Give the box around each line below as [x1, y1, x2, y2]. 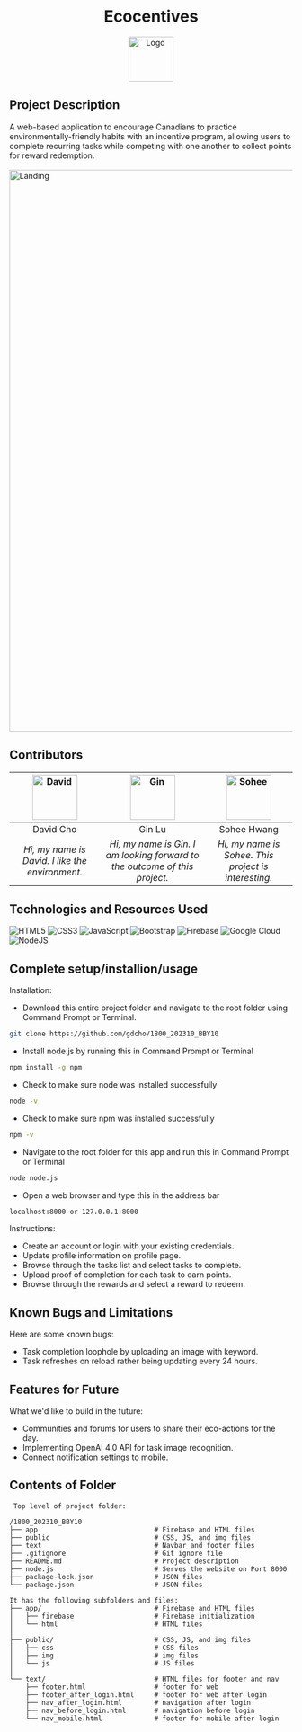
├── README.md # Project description [9, 1557, 240, 1566]
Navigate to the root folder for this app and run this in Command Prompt [22, 1146, 289, 1157]
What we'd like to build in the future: [9, 1406, 144, 1417]
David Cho [32, 822, 77, 835]
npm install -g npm [9, 1063, 83, 1072]
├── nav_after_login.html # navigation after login [25, 1698, 252, 1707]
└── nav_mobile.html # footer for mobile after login [25, 1714, 280, 1723]
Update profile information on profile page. [22, 1250, 182, 1261]
